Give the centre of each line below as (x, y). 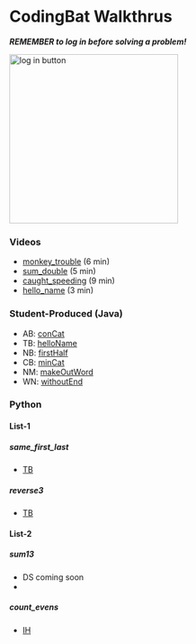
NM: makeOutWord (58, 372)
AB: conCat (43, 333)
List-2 (21, 533)
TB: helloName (50, 343)
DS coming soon (53, 577)
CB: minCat (43, 362)
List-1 (20, 427)
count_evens (34, 607)
